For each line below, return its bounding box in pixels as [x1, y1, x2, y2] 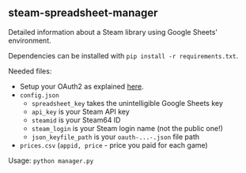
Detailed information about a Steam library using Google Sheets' [8, 27, 218, 36]
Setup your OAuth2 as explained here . [19, 81, 144, 91]
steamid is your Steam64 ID [31, 115, 121, 125]
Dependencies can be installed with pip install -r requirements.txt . [8, 51, 239, 60]
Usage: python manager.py [8, 156, 94, 165]
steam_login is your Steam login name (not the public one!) [31, 123, 224, 133]
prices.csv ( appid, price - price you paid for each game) [19, 140, 208, 149]
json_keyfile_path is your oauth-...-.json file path [31, 132, 200, 141]
